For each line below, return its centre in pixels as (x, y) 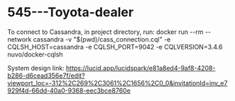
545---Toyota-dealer (70, 12)
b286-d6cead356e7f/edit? (46, 76)
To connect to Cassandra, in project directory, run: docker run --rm (105, 32)
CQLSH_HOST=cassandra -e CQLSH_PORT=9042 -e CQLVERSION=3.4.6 (115, 47)
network (20, 39)
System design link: (36, 68)
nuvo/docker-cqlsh (35, 54)
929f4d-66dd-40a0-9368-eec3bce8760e (69, 90)
